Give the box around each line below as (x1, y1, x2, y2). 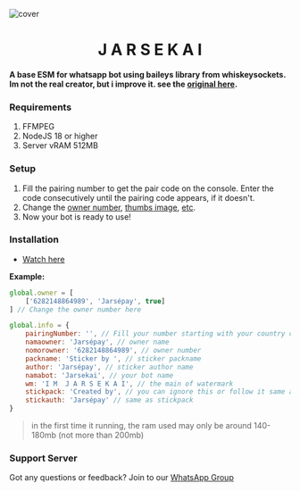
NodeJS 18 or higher (21, 130, 98, 142)
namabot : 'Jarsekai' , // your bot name (25, 370, 174, 379)
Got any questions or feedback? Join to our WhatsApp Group (9, 472, 234, 483)
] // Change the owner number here (9, 304, 142, 314)
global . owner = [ (9, 288, 74, 297)
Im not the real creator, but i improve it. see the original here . (9, 79, 238, 89)
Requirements (9, 101, 72, 113)
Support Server (9, 452, 78, 464)
